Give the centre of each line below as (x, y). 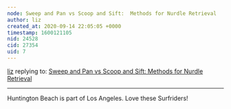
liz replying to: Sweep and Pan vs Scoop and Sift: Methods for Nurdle (105, 71)
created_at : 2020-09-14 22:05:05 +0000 (64, 26)
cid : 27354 (23, 45)
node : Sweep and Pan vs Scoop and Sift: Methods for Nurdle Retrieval (112, 13)
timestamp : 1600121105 (40, 33)
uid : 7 (16, 52)
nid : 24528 (23, 39)
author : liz (24, 20)
